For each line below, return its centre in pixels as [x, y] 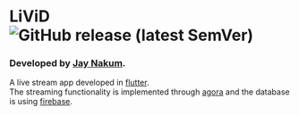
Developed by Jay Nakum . [68, 63]
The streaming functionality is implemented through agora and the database [149, 92]
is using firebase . [41, 102]
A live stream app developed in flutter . [79, 83]
